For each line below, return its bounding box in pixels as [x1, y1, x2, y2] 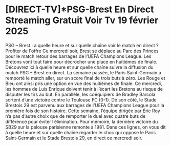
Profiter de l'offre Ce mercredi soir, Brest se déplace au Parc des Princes [5, 48, 159, 54]
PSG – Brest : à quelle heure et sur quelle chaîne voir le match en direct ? [5, 42, 159, 48]
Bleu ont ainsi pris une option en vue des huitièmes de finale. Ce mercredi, [5, 80, 162, 87]
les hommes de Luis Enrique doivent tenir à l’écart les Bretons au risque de [5, 86, 163, 92]
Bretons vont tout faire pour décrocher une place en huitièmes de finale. [5, 58, 158, 65]
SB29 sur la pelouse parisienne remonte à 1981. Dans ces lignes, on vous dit [5, 124, 166, 130]
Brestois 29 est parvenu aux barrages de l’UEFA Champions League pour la [5, 102, 165, 108]
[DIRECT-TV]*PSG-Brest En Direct [5, 4, 155, 15]
